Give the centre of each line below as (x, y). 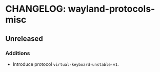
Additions (18, 53)
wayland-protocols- (112, 9)
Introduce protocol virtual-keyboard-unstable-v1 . (66, 64)
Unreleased (24, 39)
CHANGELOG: (36, 9)
